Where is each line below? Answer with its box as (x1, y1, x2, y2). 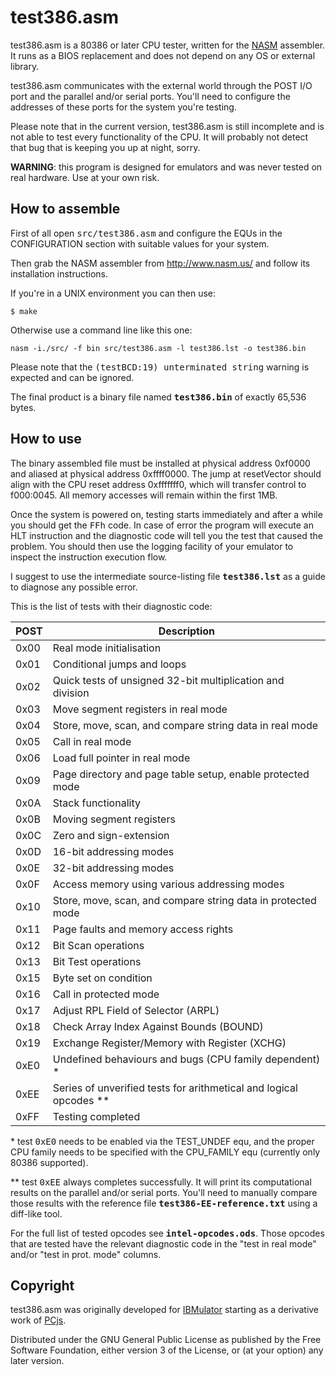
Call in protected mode (52, 987, 160, 1001)
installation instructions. (10, 267, 109, 280)
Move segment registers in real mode (52, 702, 228, 716)
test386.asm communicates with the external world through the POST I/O (10, 79, 313, 91)
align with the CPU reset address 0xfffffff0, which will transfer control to (10, 478, 307, 490)
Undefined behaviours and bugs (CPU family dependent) (52, 1052, 321, 1066)
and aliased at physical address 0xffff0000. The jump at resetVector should (10, 467, 322, 480)
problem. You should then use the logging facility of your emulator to (10, 540, 294, 552)
